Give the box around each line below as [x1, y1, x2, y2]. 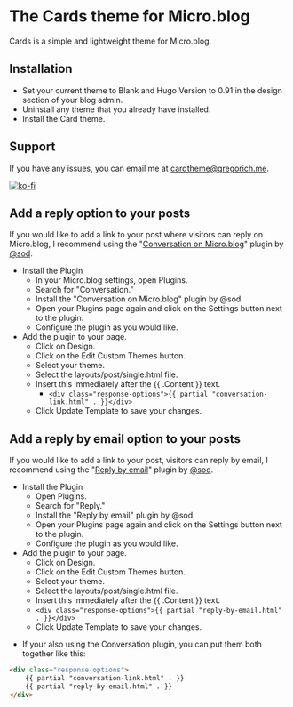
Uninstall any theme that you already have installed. [21, 104, 211, 115]
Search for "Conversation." [35, 285, 134, 295]
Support [9, 140, 56, 155]
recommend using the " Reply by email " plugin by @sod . [9, 464, 214, 475]
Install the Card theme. [21, 113, 106, 124]
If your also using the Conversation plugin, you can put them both [21, 639, 262, 650]
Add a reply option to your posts [9, 205, 191, 221]
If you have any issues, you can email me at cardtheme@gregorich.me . [9, 163, 269, 173]
